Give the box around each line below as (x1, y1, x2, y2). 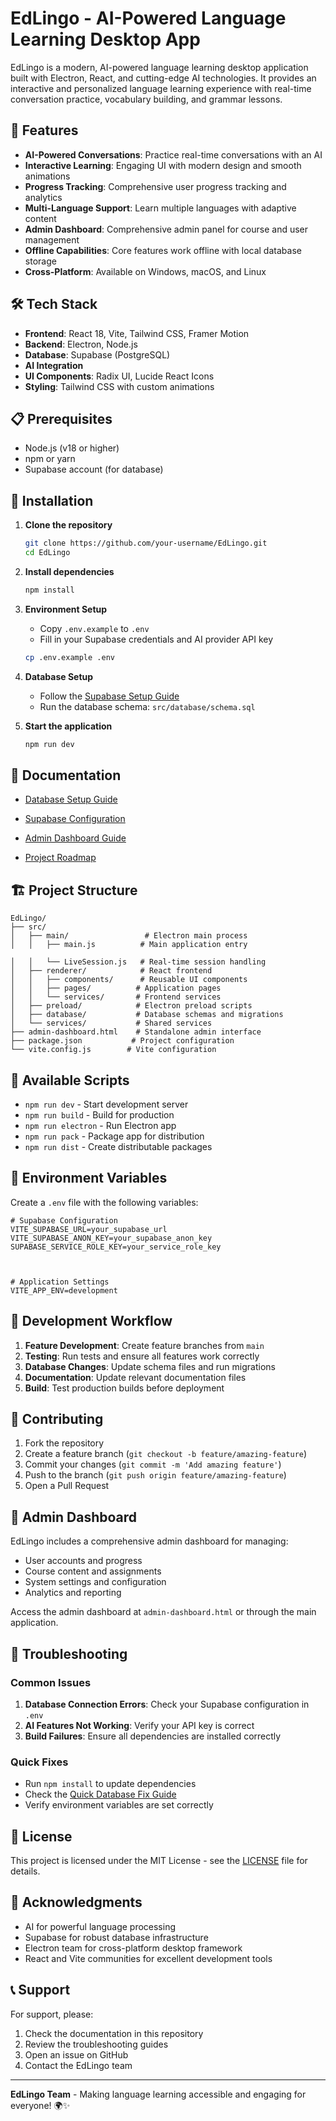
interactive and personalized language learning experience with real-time (10, 82, 312, 94)
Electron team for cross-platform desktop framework (24, 1942, 243, 1954)
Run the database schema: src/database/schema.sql (39, 700, 256, 712)
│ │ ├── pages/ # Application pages (10, 983, 222, 994)
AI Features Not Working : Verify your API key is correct (24, 1719, 255, 1731)
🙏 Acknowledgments (10, 1894, 143, 1911)
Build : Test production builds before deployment (24, 1382, 225, 1394)
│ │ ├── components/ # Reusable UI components (10, 975, 248, 985)
